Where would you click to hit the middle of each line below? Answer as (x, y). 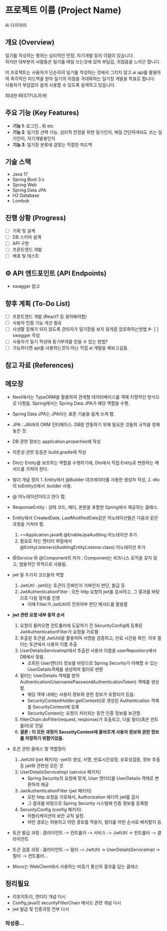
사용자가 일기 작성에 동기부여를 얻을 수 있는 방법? (60, 342)
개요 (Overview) (30, 42)
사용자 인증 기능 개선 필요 (37, 323)
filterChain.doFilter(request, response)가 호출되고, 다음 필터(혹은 (84, 719)
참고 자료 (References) (39, 365)
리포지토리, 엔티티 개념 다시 (39, 896)
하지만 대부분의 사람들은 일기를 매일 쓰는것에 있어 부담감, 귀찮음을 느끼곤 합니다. (83, 62)
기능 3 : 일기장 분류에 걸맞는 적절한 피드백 (52, 144)
